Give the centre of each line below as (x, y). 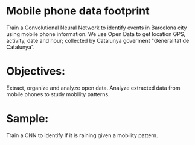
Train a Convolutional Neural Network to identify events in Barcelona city (97, 28)
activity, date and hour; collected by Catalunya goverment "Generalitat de (98, 40)
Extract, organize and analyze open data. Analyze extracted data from (93, 88)
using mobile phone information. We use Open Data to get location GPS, (96, 34)
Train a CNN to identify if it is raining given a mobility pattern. (82, 135)
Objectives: (36, 71)
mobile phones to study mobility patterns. (58, 94)
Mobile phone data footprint (78, 11)
